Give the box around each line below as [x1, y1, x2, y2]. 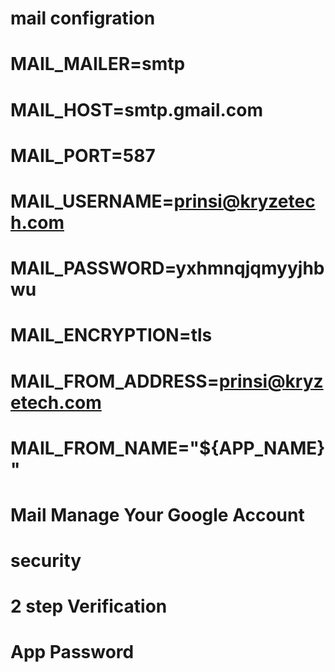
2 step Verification [10, 595, 168, 618]
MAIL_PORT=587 [10, 144, 156, 167]
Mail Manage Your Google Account [10, 503, 305, 526]
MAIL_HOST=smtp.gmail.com [10, 98, 264, 121]
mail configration [10, 7, 156, 30]
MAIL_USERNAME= [10, 190, 175, 212]
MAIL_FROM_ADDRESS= [10, 370, 220, 392]
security [10, 550, 82, 572]
